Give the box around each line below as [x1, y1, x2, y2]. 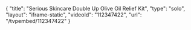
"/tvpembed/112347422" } [5, 18, 71, 24]
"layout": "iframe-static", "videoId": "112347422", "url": [5, 11, 142, 18]
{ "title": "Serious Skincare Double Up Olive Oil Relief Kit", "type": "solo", [5, 5, 186, 12]
